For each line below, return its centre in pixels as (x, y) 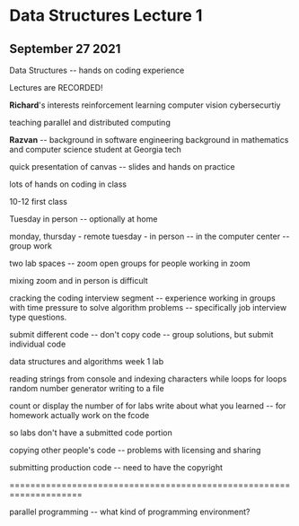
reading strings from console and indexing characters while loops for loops (148, 379)
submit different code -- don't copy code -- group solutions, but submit (141, 334)
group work (31, 246)
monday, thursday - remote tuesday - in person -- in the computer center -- (149, 236)
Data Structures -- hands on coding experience (97, 70)
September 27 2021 (65, 49)
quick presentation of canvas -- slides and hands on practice (122, 167)
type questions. (38, 317)
